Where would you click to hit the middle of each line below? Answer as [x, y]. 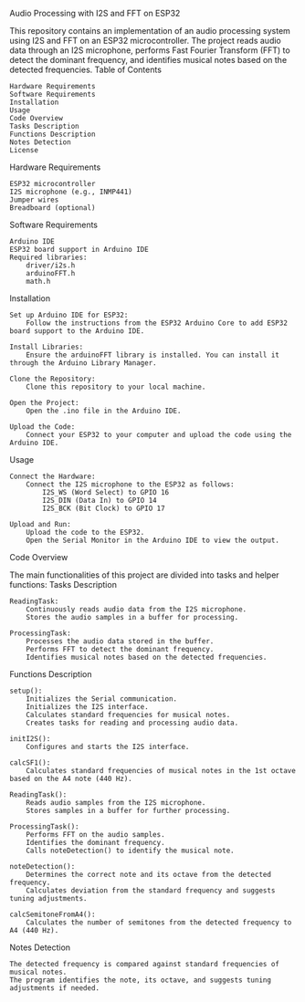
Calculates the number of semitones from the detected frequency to [159, 923]
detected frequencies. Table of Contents [86, 69]
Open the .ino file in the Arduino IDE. [104, 411]
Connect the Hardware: [53, 476]
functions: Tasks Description [63, 584]
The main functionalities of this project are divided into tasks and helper [145, 575]
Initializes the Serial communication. [102, 699]
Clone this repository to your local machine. [116, 387]
